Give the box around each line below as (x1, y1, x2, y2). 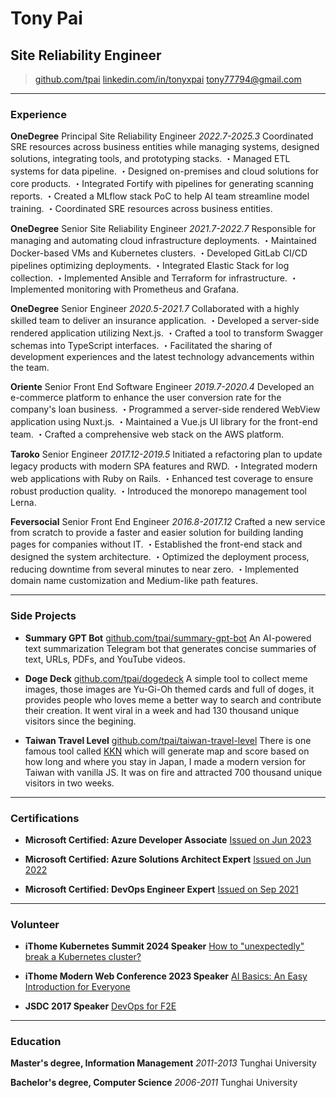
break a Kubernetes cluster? (24, 951, 142, 963)
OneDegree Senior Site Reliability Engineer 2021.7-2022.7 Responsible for (10, 223, 317, 235)
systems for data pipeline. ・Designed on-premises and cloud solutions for (10, 165, 320, 177)
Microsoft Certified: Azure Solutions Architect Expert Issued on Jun (24, 853, 312, 865)
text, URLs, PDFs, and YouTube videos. (24, 653, 186, 665)
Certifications (10, 811, 80, 825)
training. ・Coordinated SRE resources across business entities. (10, 203, 273, 215)
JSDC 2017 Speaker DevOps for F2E (24, 1000, 177, 1012)
